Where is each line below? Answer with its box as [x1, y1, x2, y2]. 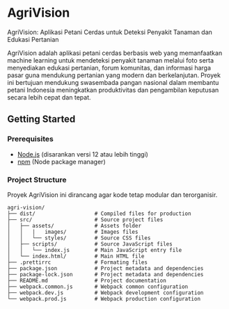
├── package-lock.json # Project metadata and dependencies [7, 271, 204, 278]
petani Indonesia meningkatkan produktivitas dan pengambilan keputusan [7, 86, 219, 94]
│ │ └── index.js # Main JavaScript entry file [7, 246, 182, 253]
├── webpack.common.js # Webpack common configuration [7, 283, 189, 290]
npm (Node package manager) [17, 157, 106, 166]
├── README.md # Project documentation [7, 277, 167, 284]
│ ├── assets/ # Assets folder [7, 222, 141, 229]
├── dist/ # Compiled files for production [7, 210, 191, 217]
